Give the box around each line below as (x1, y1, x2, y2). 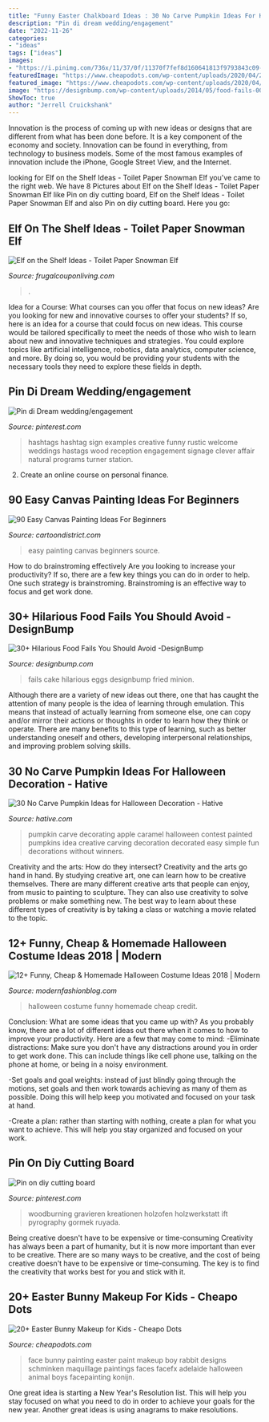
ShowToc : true (8, 94, 56, 102)
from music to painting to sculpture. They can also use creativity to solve (8, 888, 249, 897)
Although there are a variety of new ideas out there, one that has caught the (8, 691, 259, 700)
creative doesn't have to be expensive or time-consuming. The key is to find (8, 1258, 260, 1268)
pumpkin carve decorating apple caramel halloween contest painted (27, 829, 253, 839)
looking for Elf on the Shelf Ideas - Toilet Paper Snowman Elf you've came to (8, 173, 261, 183)
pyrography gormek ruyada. (27, 1217, 121, 1227)
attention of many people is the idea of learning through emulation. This (8, 699, 245, 708)
